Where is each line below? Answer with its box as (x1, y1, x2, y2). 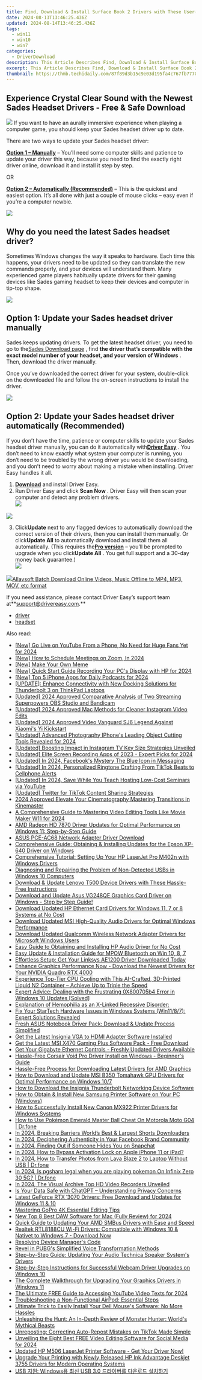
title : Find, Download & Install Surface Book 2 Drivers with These (6, 8, 182, 15)
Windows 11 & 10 (14, 1199, 56, 1207)
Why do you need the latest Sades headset (6, 227, 170, 237)
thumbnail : (6, 71, 34, 77)
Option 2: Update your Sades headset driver (6, 411, 175, 422)
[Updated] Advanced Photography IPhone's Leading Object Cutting (14, 731, 182, 739)
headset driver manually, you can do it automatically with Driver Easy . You (6, 443, 191, 451)
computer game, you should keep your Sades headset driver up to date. (6, 126, 185, 133)
